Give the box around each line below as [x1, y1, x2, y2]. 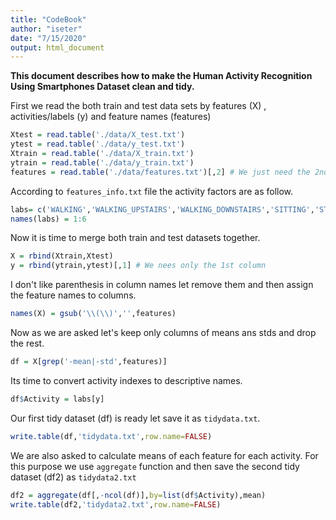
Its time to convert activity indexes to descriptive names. [10, 374, 243, 386]
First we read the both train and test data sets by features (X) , [10, 100, 267, 112]
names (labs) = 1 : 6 [10, 214, 87, 224]
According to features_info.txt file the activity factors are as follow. [10, 185, 294, 197]
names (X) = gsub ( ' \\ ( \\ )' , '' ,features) [10, 309, 177, 319]
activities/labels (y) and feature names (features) [10, 111, 212, 123]
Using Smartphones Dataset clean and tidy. [10, 81, 195, 93]
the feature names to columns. [10, 289, 137, 301]
